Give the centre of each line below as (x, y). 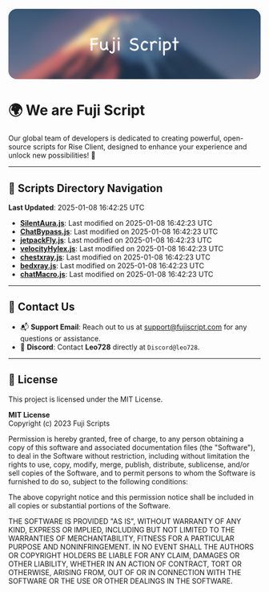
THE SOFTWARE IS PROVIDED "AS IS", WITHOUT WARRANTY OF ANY (125, 521)
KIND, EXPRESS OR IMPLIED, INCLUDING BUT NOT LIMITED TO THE (122, 529)
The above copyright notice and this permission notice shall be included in (131, 497)
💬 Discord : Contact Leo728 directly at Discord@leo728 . (110, 347)
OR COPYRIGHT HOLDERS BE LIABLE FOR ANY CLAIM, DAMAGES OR (124, 555)
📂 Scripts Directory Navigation (86, 188)
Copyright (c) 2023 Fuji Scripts (59, 423)
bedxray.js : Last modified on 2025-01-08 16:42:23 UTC (112, 266)
